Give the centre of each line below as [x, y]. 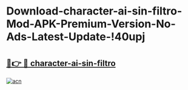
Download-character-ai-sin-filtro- [94, 11]
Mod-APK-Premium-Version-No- [91, 24]
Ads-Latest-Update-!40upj [76, 37]
